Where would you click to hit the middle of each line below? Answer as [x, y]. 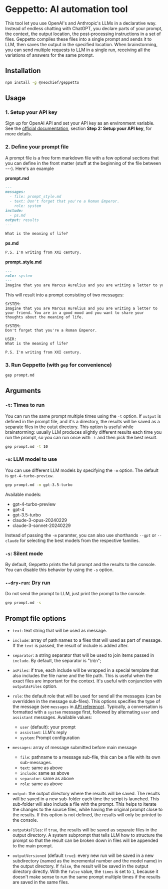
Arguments [23, 391]
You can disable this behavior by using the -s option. [59, 570]
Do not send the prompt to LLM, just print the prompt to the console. [75, 594]
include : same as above [44, 773]
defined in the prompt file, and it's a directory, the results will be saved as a [82, 421]
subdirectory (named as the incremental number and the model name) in [87, 860]
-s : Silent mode [24, 554]
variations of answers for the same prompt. [49, 55]
